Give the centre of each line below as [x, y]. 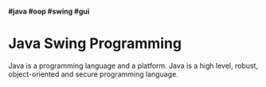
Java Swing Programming [95, 43]
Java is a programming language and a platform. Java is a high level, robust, [133, 65]
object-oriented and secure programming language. [94, 74]
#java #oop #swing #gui [49, 11]
